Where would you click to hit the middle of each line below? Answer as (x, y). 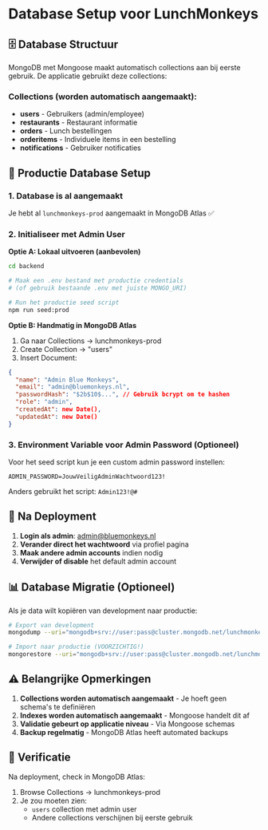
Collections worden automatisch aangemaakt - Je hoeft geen (123, 698)
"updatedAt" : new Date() (57, 417)
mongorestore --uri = (43, 654)
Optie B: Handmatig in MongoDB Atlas (73, 325)
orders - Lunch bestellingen (66, 131)
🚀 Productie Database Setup (80, 173)
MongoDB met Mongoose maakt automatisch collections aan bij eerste (124, 67)
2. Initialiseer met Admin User (67, 234)
